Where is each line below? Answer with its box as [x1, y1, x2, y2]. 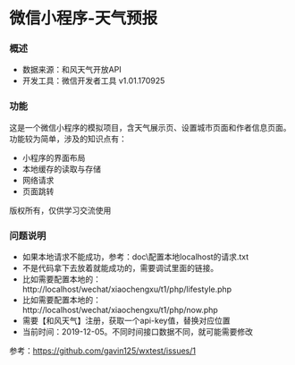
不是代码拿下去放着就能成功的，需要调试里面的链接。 [21, 263, 219, 274]
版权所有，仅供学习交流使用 [9, 205, 112, 216]
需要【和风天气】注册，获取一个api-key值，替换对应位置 [21, 315, 231, 327]
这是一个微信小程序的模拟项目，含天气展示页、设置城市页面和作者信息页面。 [9, 122, 291, 132]
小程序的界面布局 [21, 152, 86, 163]
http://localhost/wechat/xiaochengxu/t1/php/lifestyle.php [21, 284, 232, 295]
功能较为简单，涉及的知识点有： [9, 133, 127, 144]
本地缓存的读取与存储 [21, 163, 101, 174]
